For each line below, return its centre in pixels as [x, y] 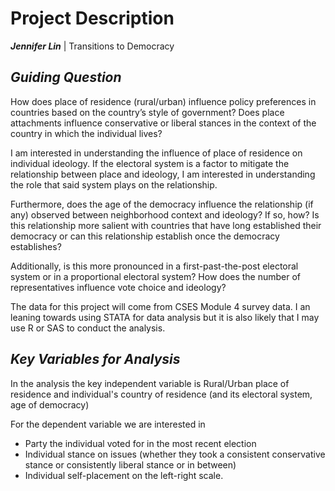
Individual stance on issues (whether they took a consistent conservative [175, 454]
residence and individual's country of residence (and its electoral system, [161, 394]
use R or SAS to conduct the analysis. [88, 328]
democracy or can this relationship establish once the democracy [145, 236]
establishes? [36, 246]
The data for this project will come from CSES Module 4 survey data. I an [160, 306]
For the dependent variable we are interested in [108, 424]
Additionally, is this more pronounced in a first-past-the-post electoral [154, 266]
